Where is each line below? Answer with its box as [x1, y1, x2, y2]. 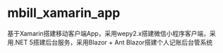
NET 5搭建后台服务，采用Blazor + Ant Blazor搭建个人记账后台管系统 [15, 37, 213, 47]
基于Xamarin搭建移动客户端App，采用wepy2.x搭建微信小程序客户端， [7, 29, 210, 37]
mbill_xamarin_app [7, 5, 121, 21]
